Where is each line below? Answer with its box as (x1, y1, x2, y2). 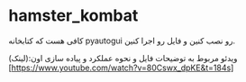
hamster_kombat (8, 5, 139, 26)
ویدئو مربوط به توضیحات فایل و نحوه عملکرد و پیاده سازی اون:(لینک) (8, 52, 238, 63)
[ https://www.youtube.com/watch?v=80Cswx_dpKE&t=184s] (8, 62, 234, 73)
